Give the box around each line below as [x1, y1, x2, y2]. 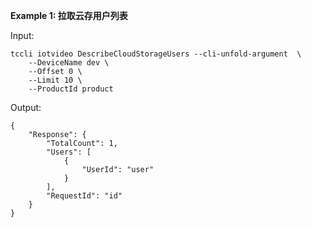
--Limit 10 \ [28, 75, 83, 85]
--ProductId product [28, 84, 114, 94]
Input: [10, 30, 35, 41]
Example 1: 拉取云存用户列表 [10, 10, 128, 21]
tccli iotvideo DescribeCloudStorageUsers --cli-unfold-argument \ [10, 49, 302, 59]
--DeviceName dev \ [28, 58, 110, 68]
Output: [10, 102, 42, 113]
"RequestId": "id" [46, 191, 123, 201]
